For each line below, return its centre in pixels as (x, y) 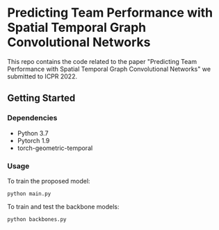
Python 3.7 (33, 133)
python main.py (29, 194)
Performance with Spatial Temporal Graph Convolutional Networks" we (109, 69)
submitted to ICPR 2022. (42, 76)
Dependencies (32, 118)
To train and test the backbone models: (63, 206)
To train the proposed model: (49, 181)
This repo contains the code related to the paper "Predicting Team (102, 61)
